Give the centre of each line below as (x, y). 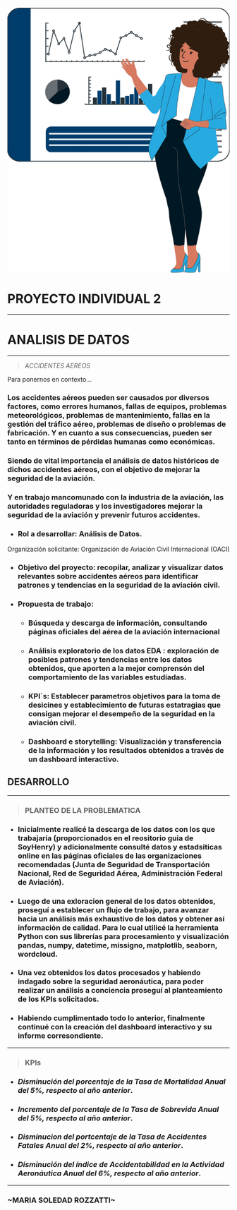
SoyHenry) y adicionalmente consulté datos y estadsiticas (120, 847)
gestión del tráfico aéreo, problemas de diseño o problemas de (117, 424)
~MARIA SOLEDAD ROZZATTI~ (61, 1200)
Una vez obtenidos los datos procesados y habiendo (109, 973)
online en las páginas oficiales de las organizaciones (110, 856)
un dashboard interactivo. (73, 759)
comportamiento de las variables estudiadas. (107, 677)
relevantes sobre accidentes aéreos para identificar (108, 576)
